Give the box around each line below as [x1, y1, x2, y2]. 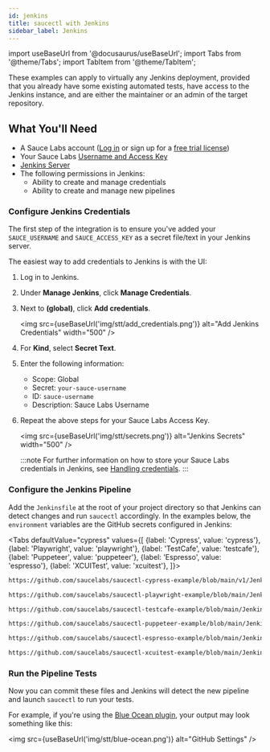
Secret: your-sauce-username [31, 383, 127, 392]
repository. [8, 98, 44, 109]
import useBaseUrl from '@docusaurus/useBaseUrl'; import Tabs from [8, 49, 241, 59]
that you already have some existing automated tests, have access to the [8, 81, 250, 91]
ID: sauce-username [31, 392, 94, 401]
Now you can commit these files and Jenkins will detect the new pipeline [8, 686, 249, 696]
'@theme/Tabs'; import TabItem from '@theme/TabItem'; [8, 57, 196, 67]
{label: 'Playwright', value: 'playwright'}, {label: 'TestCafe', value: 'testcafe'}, [8, 544, 260, 553]
